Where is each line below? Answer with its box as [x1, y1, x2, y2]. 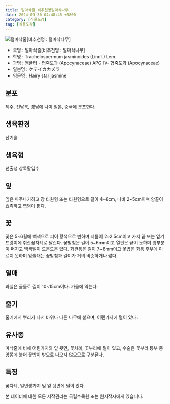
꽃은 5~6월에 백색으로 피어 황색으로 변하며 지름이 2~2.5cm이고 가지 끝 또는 [5, 233, 155, 240]
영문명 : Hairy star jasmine [12, 72, 67, 79]
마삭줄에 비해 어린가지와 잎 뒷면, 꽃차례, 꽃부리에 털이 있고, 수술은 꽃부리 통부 [5, 345, 158, 351]
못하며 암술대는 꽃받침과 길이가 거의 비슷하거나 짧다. [14, 252, 118, 259]
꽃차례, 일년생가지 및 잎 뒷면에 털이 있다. [5, 382, 85, 388]
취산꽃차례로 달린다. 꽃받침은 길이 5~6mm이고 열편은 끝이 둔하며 [22, 240, 151, 246]
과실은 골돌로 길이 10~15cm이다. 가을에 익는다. [5, 284, 98, 290]
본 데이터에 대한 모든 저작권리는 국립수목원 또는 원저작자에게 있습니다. [5, 393, 144, 399]
